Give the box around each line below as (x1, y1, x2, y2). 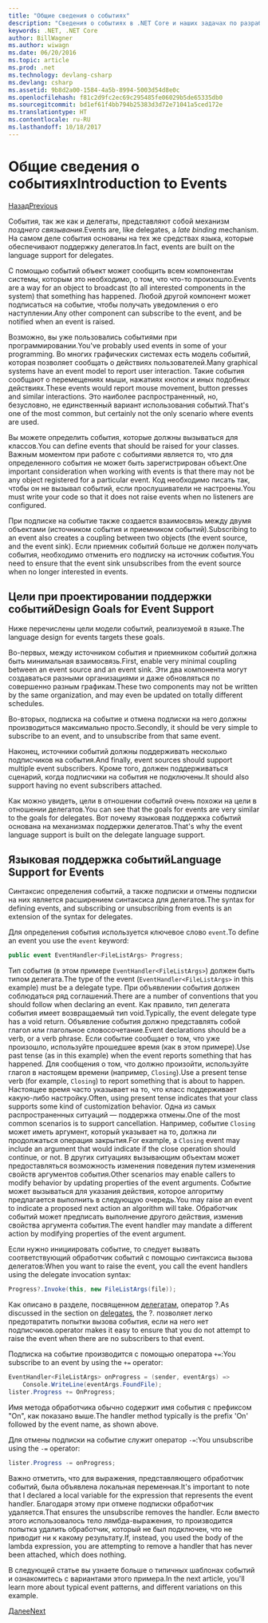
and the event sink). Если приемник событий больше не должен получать (8, 541, 258, 551)
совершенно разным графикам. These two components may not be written (8, 681, 258, 691)
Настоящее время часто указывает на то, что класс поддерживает (8, 1085, 238, 1094)
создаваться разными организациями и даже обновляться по (8, 673, 221, 683)
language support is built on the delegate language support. (8, 830, 206, 839)
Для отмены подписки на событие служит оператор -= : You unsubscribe (8, 1435, 254, 1444)
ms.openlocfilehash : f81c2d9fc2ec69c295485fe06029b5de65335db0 (8, 93, 223, 101)
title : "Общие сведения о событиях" (8, 11, 130, 20)
